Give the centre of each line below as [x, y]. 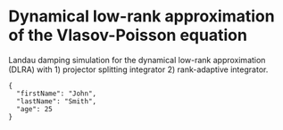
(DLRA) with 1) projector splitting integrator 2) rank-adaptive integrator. [138, 69]
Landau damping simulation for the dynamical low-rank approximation [137, 60]
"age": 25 [34, 109]
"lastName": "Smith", [57, 101]
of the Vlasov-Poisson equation [128, 35]
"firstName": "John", [57, 93]
